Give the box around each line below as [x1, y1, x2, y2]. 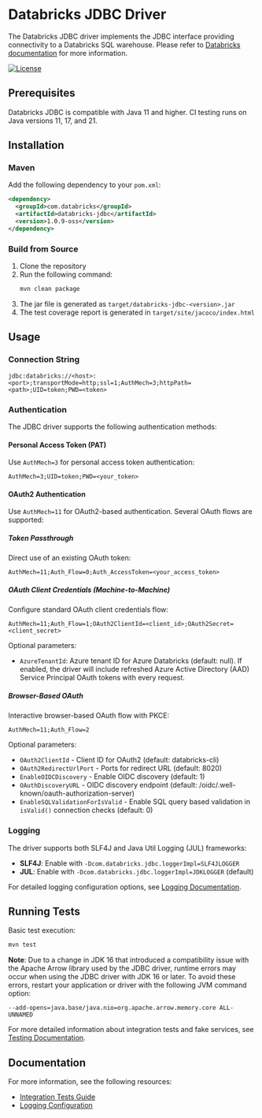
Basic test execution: [8, 926, 76, 935]
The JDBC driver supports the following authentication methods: [8, 422, 217, 431]
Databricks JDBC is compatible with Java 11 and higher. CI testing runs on [8, 107, 247, 117]
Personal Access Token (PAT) [8, 440, 107, 449]
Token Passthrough [8, 533, 74, 542]
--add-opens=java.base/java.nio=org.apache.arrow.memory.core [8, 1004, 216, 1012]
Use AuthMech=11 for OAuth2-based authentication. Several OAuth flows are [8, 507, 253, 516]
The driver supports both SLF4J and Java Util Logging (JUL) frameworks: [8, 843, 247, 852]
